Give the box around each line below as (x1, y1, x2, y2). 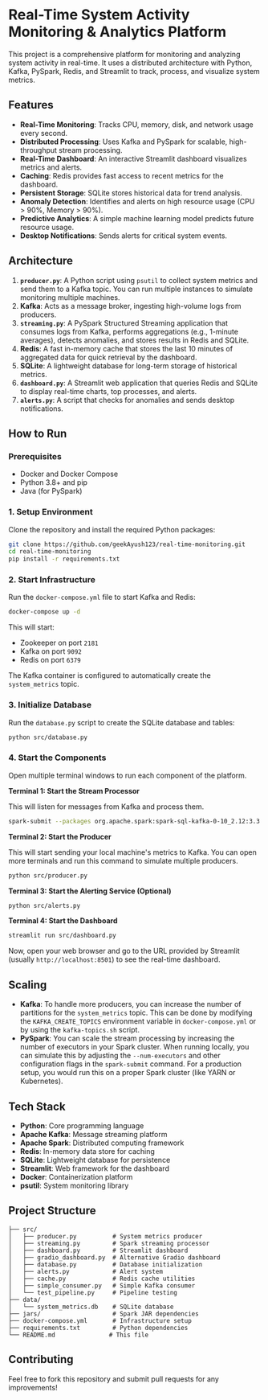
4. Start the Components (8, 752, 107, 763)
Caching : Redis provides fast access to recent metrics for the (19, 170, 224, 180)
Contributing (8, 1353, 74, 1366)
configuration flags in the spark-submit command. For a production (19, 1059, 242, 1069)
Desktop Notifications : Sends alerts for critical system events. (19, 231, 227, 240)
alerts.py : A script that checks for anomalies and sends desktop (19, 395, 235, 404)
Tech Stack (8, 1099, 66, 1113)
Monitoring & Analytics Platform (8, 23, 227, 41)
